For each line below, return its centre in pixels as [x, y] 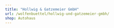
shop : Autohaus [20, 18]
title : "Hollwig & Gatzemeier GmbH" [42, 9]
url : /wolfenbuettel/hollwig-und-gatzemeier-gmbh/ [57, 14]
